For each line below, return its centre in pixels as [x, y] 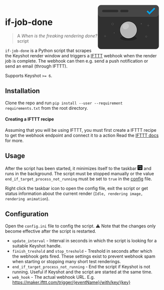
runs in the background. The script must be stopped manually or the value [80, 173]
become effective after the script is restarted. [51, 231]
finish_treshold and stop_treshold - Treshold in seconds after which [82, 251]
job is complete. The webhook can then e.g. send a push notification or [77, 61]
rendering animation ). [27, 198]
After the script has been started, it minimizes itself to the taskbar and [78, 168]
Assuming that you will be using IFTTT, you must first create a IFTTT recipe [81, 130]
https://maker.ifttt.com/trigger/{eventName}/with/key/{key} [71, 282]
